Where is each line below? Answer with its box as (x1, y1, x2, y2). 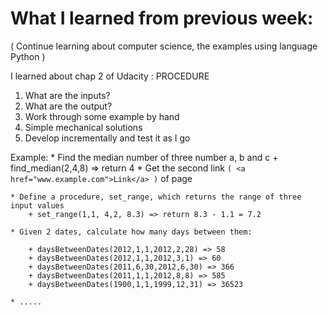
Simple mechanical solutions (24, 121, 143, 133)
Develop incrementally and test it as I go (24, 132, 191, 144)
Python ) (10, 50, 46, 62)
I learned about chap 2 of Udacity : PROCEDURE (10, 70, 210, 82)
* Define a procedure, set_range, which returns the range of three (10, 192, 302, 202)
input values (10, 200, 65, 211)
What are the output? (24, 100, 113, 112)
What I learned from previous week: (10, 7, 314, 30)
